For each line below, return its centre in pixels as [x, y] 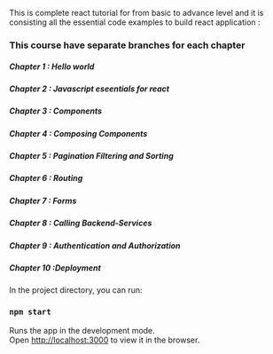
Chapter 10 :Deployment [55, 267]
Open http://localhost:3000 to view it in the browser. [105, 340]
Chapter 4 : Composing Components [78, 133]
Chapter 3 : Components [56, 111]
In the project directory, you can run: [76, 290]
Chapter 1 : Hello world [52, 67]
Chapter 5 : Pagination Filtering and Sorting [92, 156]
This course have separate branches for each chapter [127, 45]
